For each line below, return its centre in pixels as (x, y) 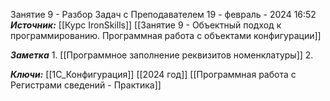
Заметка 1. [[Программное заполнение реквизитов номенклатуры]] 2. (162, 55)
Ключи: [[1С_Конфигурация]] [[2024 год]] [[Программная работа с (153, 74)
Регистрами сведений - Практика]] (86, 85)
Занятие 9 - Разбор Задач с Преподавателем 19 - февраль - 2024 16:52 (163, 14)
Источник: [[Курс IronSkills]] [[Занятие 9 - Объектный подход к (146, 25)
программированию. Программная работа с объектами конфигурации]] (166, 35)
